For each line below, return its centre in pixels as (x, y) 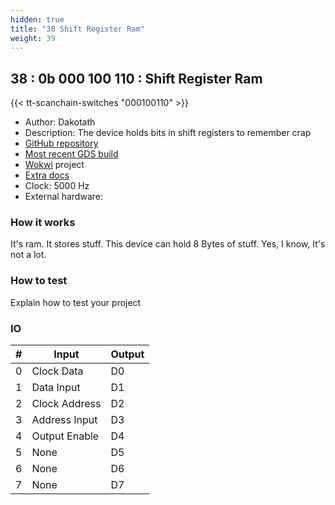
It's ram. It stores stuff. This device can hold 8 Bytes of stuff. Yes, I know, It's (168, 244)
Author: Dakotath (60, 122)
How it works (43, 223)
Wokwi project (54, 165)
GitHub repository (61, 143)
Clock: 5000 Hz (57, 186)
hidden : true (37, 19)
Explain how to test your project (76, 302)
